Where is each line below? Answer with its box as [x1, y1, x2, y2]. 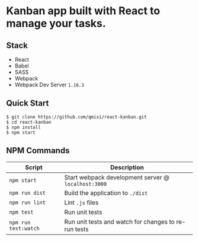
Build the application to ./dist [64, 188, 148, 197]
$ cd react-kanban [6, 119, 52, 125]
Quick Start [6, 98, 49, 108]
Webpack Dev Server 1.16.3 [14, 81, 85, 88]
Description [110, 163, 144, 171]
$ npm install [6, 124, 41, 130]
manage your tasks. [6, 17, 107, 30]
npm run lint [9, 199, 46, 205]
